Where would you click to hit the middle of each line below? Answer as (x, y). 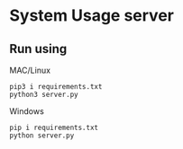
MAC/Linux (30, 70)
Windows (27, 111)
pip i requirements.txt (54, 127)
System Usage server (91, 16)
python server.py (42, 136)
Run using (38, 49)
